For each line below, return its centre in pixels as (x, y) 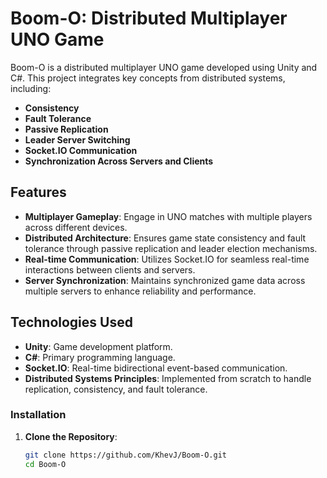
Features (38, 192)
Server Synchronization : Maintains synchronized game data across (165, 280)
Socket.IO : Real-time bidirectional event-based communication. (156, 368)
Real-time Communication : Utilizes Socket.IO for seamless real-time (167, 259)
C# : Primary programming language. (100, 357)
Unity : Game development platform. (98, 346)
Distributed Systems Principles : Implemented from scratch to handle (168, 378)
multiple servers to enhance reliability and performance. (140, 291)
